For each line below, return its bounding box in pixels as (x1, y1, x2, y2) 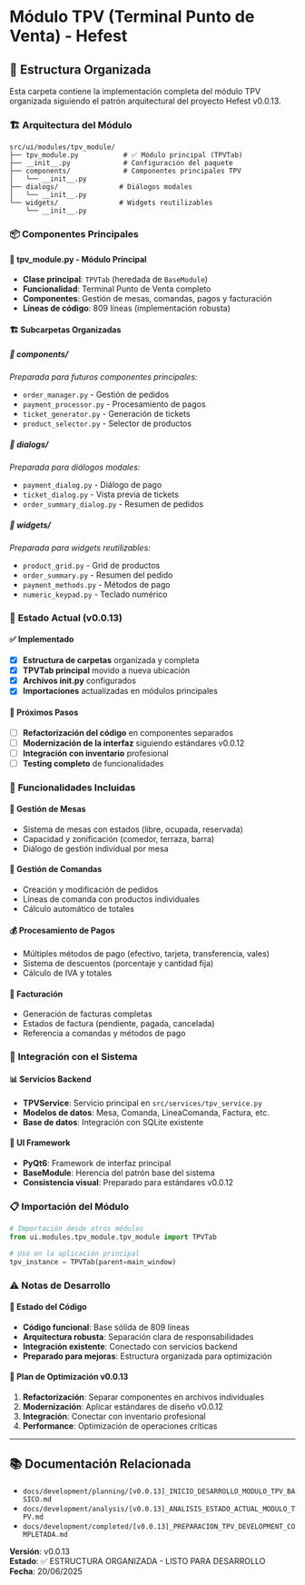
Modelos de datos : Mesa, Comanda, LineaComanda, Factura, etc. (22, 1106, 270, 1118)
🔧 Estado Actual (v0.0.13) (9, 611, 123, 624)
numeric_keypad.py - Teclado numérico (22, 589, 168, 599)
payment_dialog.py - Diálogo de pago (22, 479, 162, 490)
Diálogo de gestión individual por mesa (22, 843, 170, 854)
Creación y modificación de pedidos (22, 884, 159, 896)
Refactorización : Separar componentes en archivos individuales (22, 1392, 265, 1402)
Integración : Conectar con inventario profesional (22, 1411, 206, 1422)
